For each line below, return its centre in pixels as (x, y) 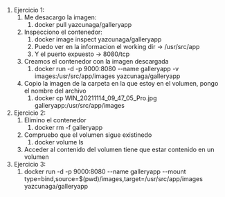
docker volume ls (59, 142)
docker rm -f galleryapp (69, 128)
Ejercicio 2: (30, 113)
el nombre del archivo (55, 91)
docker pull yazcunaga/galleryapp (83, 25)
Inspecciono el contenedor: (63, 32)
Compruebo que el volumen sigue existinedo (88, 135)
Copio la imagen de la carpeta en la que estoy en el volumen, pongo (121, 83)
